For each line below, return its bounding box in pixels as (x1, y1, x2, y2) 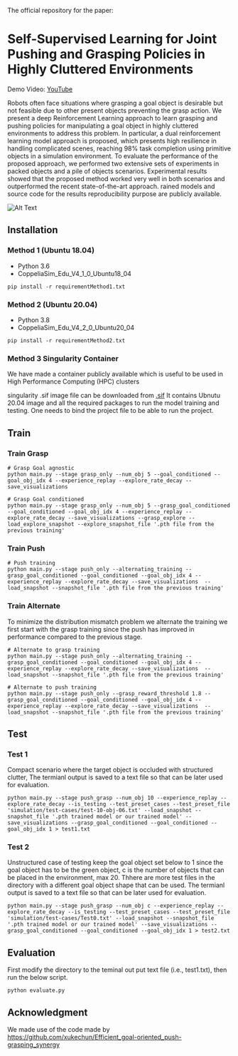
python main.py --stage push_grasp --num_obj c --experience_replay (7, 902, 215, 910)
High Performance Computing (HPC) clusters (7, 377, 140, 386)
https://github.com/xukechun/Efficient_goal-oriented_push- (7, 1033, 183, 1042)
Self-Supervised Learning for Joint (7, 31, 217, 47)
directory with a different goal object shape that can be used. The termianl (7, 881, 225, 890)
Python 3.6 (17, 262, 50, 270)
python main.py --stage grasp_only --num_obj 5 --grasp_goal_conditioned (7, 502, 231, 509)
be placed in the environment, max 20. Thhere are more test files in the (7, 873, 215, 882)
